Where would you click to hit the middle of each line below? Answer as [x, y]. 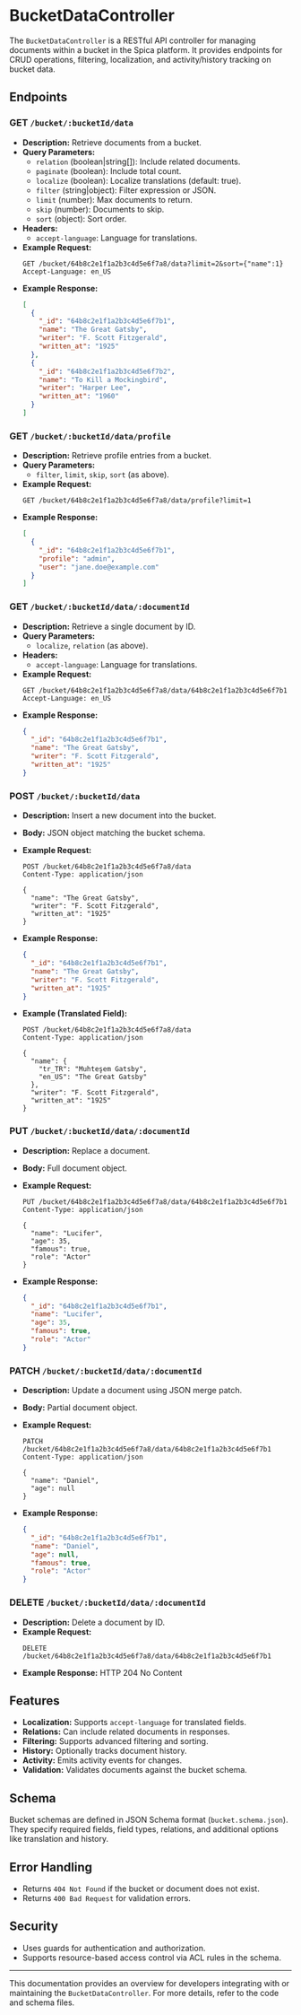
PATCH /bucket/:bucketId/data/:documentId [106, 1371]
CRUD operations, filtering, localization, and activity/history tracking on [140, 59]
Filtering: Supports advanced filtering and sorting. [115, 1741]
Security [34, 1927]
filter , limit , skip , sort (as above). [103, 475]
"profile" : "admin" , [77, 558]
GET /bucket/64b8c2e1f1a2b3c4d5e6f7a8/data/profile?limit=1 [137, 501]
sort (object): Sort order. [81, 218]
